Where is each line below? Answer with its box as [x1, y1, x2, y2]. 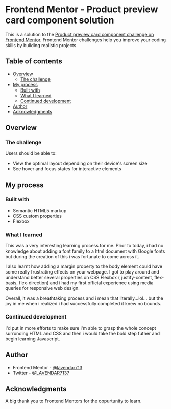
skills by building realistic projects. [5, 42, 78, 48]
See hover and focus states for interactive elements [12, 166, 121, 172]
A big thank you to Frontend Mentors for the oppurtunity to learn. [5, 398, 142, 404]
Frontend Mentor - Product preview [5, 4, 158, 15]
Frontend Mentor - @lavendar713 [12, 364, 83, 370]
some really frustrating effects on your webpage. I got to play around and [5, 269, 159, 275]
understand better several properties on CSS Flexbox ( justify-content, [5, 275, 153, 281]
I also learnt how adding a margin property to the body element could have [5, 263, 162, 269]
